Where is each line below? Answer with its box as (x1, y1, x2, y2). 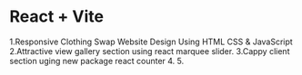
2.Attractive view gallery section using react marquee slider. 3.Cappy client (9, 45, 290, 56)
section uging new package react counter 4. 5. (9, 55, 185, 66)
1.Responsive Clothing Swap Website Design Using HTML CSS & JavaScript (9, 36, 293, 47)
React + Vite (9, 6, 105, 27)
